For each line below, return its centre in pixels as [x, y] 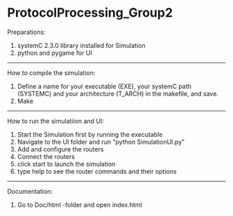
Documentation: [30, 191]
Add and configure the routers [60, 149]
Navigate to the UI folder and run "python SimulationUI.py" [101, 142]
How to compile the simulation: [51, 73]
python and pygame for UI [54, 53]
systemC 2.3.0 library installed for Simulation [81, 45]
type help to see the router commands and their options [97, 171]
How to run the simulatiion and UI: [55, 121]
